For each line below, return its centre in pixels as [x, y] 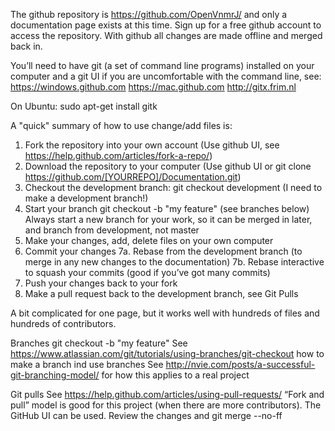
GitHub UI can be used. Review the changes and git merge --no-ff [146, 415]
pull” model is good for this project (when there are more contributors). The [166, 405]
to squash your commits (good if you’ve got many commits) [147, 272]
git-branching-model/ [55, 375]
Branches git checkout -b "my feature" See [99, 343]
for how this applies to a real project [175, 375]
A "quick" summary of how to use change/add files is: [121, 125]
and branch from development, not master [112, 230]
